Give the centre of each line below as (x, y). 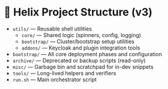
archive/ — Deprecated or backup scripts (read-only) (79, 60)
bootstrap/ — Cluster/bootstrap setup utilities (78, 41)
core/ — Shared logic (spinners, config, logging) (81, 35)
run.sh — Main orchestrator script (55, 79)
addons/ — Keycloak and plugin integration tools (81, 48)
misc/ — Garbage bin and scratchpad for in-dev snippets (83, 67)
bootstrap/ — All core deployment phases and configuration (87, 54)
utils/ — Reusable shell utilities (52, 29)
